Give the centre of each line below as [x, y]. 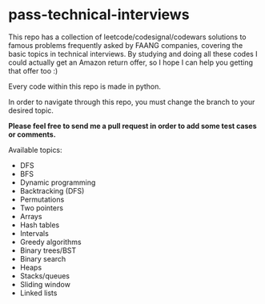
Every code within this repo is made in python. [85, 86]
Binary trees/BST [48, 250]
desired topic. [31, 110]
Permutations [42, 199]
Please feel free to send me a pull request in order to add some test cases [132, 126]
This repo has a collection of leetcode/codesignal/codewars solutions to [127, 37]
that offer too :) [33, 70]
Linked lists [38, 293]
